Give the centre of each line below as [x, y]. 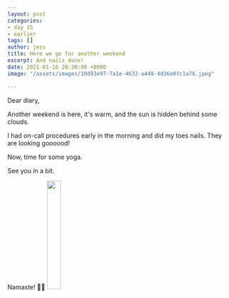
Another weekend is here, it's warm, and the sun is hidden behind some [113, 114]
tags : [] [20, 41]
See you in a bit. [31, 170]
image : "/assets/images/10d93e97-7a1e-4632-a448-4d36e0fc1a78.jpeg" [111, 73]
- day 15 [20, 27]
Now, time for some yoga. [45, 157]
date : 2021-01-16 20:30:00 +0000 [57, 67]
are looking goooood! [39, 143]
